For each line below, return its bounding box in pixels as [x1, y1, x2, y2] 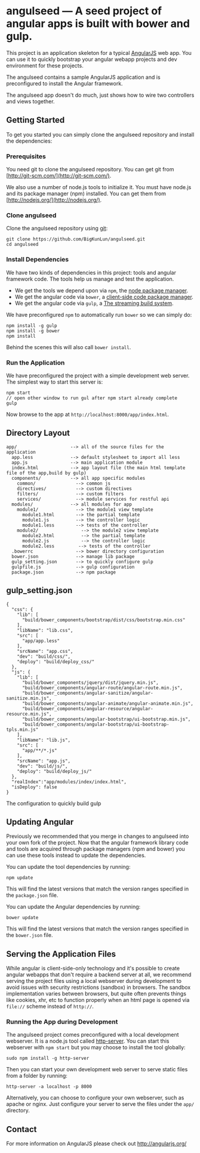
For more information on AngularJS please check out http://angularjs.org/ [6, 1140, 187, 1147]
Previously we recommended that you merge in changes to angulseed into [6, 833, 189, 840]
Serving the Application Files [6, 949, 116, 959]
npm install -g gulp [6, 322, 58, 329]
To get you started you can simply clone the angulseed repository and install [6, 131, 195, 138]
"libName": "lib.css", [17, 627, 73, 633]
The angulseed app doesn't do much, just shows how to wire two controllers [6, 91, 195, 98]
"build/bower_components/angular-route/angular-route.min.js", [21, 685, 183, 690]
